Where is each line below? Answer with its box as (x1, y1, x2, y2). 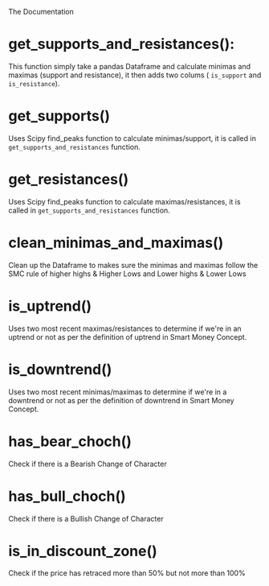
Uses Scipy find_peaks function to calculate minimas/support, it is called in (8, 133, 257, 143)
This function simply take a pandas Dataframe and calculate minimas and (8, 61, 251, 71)
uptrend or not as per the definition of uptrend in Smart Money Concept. (8, 332, 247, 341)
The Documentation (8, 7, 75, 16)
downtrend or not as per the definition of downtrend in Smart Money (8, 395, 234, 405)
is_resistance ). (8, 78, 60, 88)
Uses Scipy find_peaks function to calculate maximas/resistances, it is (8, 196, 241, 206)
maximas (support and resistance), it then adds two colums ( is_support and (8, 70, 262, 80)
